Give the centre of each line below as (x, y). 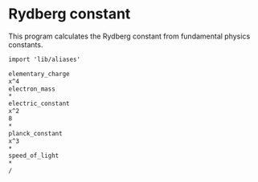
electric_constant (39, 104)
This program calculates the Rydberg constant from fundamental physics (129, 36)
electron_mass (32, 89)
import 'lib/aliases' (45, 59)
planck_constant (35, 133)
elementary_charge (39, 74)
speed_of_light (34, 156)
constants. (26, 44)
